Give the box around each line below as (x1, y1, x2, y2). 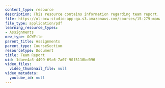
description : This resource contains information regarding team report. (5, 12, 160, 17)
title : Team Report (5, 52, 45, 58)
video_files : (5, 62, 32, 66)
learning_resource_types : (5, 25, 58, 30)
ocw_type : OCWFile (5, 35, 43, 40)
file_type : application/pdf (5, 21, 63, 26)
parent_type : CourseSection (5, 44, 63, 48)
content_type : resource (5, 7, 54, 12)
